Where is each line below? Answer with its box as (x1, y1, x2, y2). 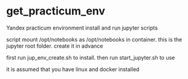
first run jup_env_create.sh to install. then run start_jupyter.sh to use (6, 54, 175, 61)
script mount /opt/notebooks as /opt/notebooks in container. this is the (6, 36, 183, 43)
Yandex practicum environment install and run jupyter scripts (6, 24, 158, 31)
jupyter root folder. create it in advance (6, 42, 103, 49)
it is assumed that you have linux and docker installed (6, 65, 140, 73)
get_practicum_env (6, 4, 106, 18)
